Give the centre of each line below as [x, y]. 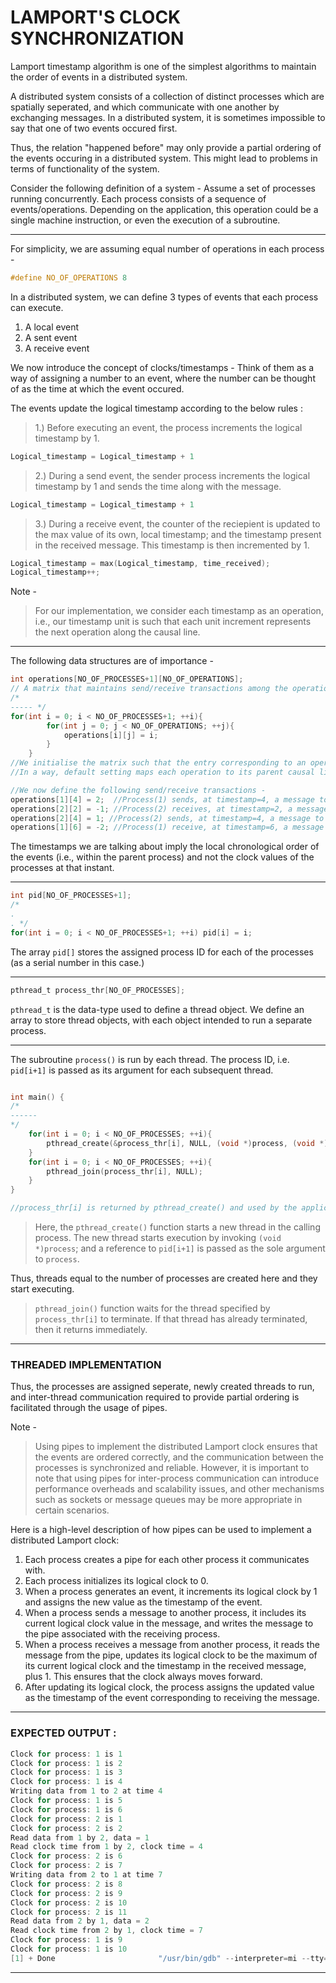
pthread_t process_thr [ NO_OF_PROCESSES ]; [98, 990]
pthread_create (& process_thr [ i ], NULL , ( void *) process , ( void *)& [189, 1143]
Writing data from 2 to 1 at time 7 [86, 1875]
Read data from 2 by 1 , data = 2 [80, 1921]
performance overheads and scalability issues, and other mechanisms [179, 1489]
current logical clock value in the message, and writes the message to [169, 1623]
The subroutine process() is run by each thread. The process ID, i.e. [150, 1059]
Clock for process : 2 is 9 [66, 1893]
